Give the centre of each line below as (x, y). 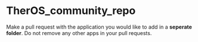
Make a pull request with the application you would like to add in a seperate (99, 27)
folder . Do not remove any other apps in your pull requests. (79, 33)
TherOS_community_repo (71, 11)
